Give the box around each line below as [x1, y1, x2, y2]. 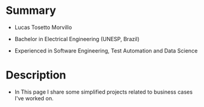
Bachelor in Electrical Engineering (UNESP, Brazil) [14, 35, 140, 42]
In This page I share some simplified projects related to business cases [14, 88, 193, 96]
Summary [5, 4, 56, 18]
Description [5, 68, 66, 82]
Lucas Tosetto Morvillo [14, 24, 72, 31]
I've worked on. [14, 94, 54, 102]
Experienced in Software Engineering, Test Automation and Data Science [14, 47, 198, 54]
